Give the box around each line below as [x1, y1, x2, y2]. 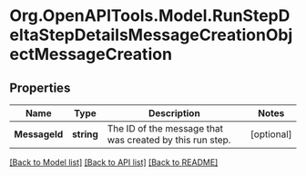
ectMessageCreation [9, 44, 173, 64]
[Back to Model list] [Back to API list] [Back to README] [9, 157, 219, 168]
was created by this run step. [107, 133, 231, 146]
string [71, 128, 98, 141]
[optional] [250, 128, 292, 141]
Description [148, 107, 200, 119]
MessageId [14, 128, 64, 141]
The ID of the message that [107, 122, 223, 134]
